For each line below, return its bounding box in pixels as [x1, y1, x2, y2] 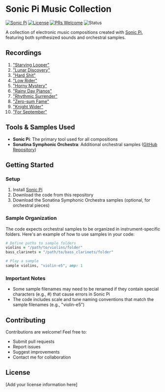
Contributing [5, 316, 46, 324]
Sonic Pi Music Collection [5, 3, 112, 15]
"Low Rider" [12, 77, 37, 83]
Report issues [12, 344, 41, 350]
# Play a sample [5, 259, 39, 264]
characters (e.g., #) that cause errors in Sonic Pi [12, 291, 110, 297]
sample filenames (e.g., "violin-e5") [12, 302, 85, 308]
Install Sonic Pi [12, 187, 43, 193]
